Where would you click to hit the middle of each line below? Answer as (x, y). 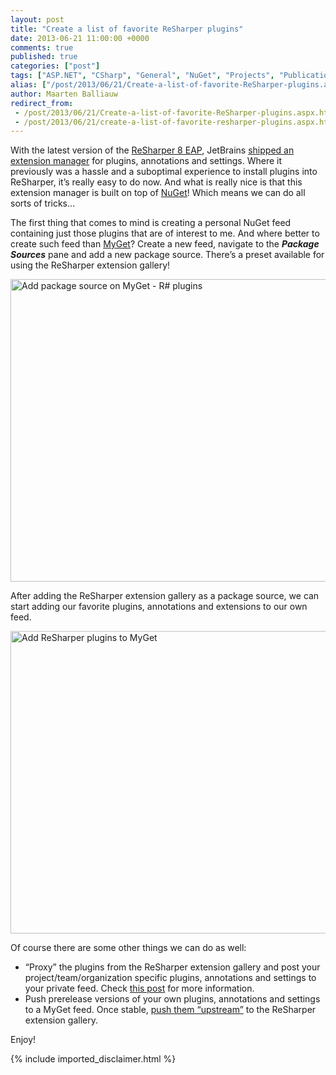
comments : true (42, 47)
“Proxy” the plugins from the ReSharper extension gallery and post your (172, 967)
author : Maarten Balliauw (64, 94)
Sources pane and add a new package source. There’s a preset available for (167, 255)
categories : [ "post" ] (55, 66)
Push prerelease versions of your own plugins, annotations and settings (172, 999)
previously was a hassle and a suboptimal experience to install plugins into (164, 172)
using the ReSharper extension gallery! (90, 265)
